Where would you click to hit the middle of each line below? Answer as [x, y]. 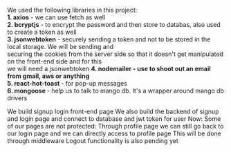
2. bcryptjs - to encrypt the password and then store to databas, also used [114, 25]
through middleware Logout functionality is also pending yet [93, 141]
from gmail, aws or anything [48, 76]
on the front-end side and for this [55, 61]
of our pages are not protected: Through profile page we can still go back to [115, 126]
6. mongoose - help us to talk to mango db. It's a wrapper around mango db [116, 91]
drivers [17, 98]
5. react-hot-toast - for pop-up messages [67, 83]
